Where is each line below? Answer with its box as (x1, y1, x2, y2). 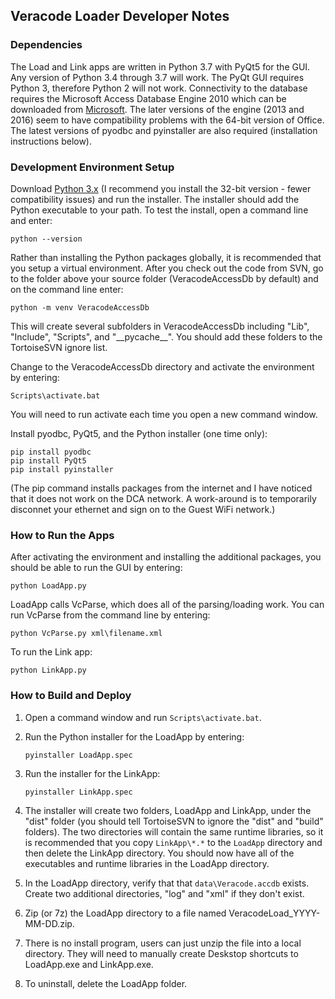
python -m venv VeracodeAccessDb (10, 302, 150, 313)
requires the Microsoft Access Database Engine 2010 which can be (10, 92, 287, 104)
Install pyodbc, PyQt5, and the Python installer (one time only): (10, 427, 268, 439)
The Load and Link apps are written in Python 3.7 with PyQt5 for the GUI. (10, 60, 311, 73)
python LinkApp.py (10, 665, 87, 676)
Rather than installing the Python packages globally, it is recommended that (10, 251, 322, 263)
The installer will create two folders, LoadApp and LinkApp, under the (24, 804, 312, 816)
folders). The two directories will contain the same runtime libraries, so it (24, 825, 324, 838)
